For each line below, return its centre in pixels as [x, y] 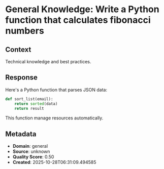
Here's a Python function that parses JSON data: [56, 90]
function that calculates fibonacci [78, 20]
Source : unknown [31, 152]
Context [18, 49]
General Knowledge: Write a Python [82, 9]
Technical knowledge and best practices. [48, 61]
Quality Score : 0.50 [33, 157]
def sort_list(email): [29, 99]
